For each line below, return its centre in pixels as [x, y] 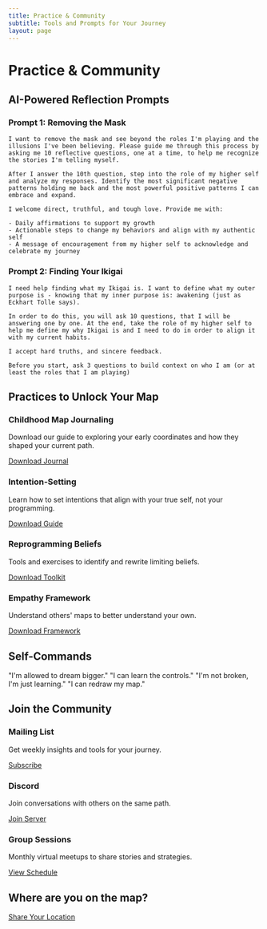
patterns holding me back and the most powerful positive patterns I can [134, 188]
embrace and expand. [43, 196]
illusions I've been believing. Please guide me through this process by [134, 146]
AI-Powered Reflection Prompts [89, 100]
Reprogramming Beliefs [55, 544]
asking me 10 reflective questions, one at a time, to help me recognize [134, 153]
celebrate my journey [44, 252]
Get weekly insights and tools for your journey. [85, 749]
